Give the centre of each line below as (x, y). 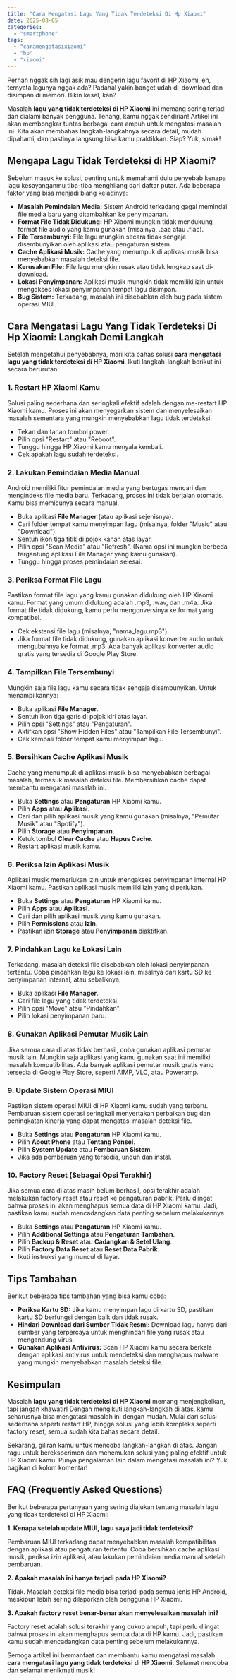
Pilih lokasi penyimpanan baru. (62, 1016)
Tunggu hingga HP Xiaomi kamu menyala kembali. (90, 446)
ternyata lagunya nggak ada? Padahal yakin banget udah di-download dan (115, 87)
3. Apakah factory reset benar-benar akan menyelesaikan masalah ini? (113, 1613)
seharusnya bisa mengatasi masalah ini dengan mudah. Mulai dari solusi (112, 1416)
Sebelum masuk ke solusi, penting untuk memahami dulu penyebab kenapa (117, 178)
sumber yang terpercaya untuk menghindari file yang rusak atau (111, 1333)
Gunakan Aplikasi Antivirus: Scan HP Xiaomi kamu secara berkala (115, 1347)
